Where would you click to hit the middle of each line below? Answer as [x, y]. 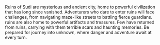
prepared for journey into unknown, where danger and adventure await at [78, 32]
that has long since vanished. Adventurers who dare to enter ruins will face [80, 12]
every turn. [16, 37]
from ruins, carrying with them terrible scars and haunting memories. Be [77, 27]
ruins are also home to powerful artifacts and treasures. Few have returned [80, 22]
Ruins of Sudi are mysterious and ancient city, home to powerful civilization [80, 7]
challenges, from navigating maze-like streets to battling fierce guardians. [79, 17]
